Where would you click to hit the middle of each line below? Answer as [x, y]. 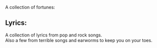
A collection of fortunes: [30, 7]
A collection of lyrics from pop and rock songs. [54, 35]
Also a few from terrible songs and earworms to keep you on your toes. [79, 40]
